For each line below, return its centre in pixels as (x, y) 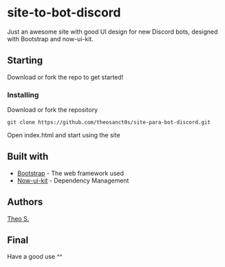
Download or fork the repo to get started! (65, 77)
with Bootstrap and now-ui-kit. (51, 38)
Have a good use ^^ (35, 257)
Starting (25, 61)
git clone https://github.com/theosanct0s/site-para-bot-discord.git (109, 123)
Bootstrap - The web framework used (71, 173)
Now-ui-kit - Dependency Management (73, 181)
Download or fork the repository (53, 110)
